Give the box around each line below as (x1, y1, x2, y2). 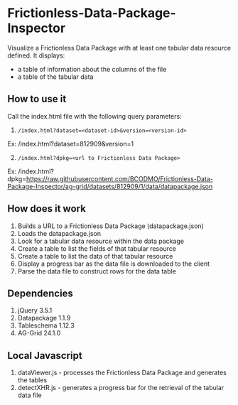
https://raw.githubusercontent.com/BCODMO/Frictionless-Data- (26, 174, 213, 183)
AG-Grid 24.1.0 (17, 329, 61, 337)
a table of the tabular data (17, 72, 94, 81)
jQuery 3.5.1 (17, 306, 53, 315)
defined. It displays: (7, 51, 65, 60)
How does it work (7, 202, 87, 215)
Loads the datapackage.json (17, 229, 102, 237)
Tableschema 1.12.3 (17, 321, 75, 330)
